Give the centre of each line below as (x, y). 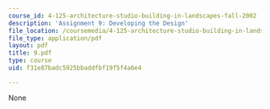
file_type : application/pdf (55, 38)
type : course (30, 61)
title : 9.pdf (30, 53)
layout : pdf (28, 46)
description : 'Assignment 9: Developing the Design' (98, 23)
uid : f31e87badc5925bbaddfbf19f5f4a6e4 (75, 68)
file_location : (34, 30)
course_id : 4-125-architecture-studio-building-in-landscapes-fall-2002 (133, 16)
